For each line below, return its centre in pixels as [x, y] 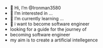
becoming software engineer [40, 35]
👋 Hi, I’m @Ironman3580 [35, 8]
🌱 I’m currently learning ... [37, 18]
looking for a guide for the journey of [48, 29]
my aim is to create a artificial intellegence [54, 40]
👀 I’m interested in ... [31, 13]
